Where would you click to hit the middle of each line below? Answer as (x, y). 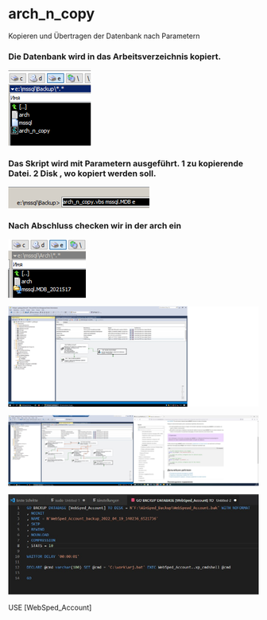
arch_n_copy (52, 14)
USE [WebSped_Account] (50, 608)
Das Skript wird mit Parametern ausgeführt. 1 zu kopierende (126, 164)
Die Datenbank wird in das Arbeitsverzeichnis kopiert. (114, 57)
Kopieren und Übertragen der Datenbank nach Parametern (104, 36)
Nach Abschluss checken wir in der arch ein (95, 226)
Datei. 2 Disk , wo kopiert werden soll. (82, 174)
